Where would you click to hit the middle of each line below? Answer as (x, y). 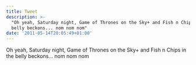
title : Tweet (22, 11)
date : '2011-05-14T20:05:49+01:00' (49, 33)
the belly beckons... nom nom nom (48, 56)
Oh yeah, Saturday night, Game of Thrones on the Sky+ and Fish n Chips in (96, 50)
